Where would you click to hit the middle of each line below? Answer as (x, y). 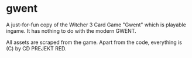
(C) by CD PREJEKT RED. (36, 48)
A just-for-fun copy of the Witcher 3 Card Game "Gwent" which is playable (96, 25)
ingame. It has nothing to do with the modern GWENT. (71, 30)
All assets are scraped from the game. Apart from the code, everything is (94, 42)
